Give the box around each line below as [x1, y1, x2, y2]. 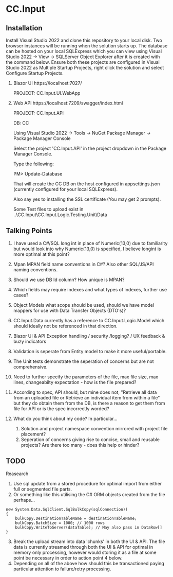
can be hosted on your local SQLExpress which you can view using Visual [6, 48, 162, 54]
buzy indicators [13, 338, 47, 344]
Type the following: [13, 161, 54, 167]
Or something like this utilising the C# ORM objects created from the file [13, 491, 166, 497]
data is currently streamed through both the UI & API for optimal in [13, 544, 153, 550]
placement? [21, 431, 46, 437]
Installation [6, 24, 43, 32]
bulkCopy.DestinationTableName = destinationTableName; [15, 516, 138, 521]
